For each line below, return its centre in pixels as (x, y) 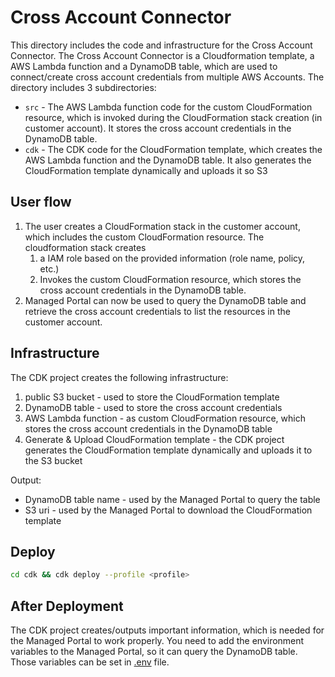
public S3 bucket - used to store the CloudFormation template (152, 397)
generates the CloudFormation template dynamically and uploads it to (168, 450)
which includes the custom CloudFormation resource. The (144, 237)
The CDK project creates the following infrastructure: (119, 377)
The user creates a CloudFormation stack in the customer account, (162, 226)
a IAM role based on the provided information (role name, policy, (172, 258)
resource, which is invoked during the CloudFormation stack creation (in (173, 117)
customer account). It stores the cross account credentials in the (158, 128)
